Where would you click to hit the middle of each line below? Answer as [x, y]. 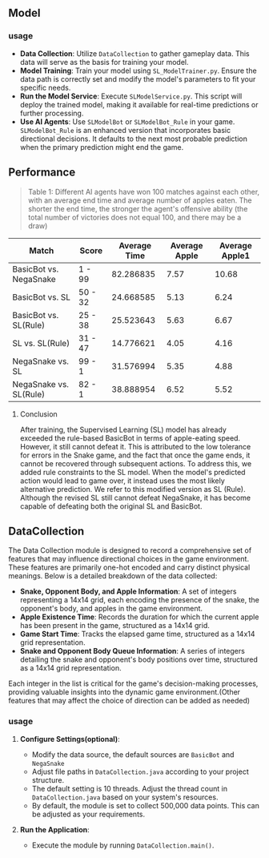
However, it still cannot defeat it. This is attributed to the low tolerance [135, 446]
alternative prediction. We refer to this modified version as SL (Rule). [132, 489]
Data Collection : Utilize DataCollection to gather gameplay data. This [134, 53]
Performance [42, 173]
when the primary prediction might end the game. [102, 147]
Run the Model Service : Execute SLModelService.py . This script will [131, 96]
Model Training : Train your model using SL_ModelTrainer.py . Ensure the [139, 70]
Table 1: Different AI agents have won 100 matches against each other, [144, 191]
